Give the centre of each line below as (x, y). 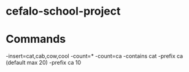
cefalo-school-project (63, 11)
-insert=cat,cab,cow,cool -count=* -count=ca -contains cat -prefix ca (94, 56)
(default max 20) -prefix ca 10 (43, 63)
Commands (36, 39)
